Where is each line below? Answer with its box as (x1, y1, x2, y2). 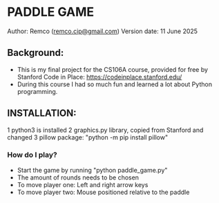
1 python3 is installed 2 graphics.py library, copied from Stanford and (7, 126, 204, 134)
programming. (17, 87, 58, 95)
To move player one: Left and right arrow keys (17, 180, 149, 188)
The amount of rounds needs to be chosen (17, 173, 140, 182)
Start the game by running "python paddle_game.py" (17, 166, 168, 174)
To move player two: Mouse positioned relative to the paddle (17, 188, 190, 196)
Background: (7, 47, 64, 59)
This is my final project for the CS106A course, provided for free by (17, 65, 209, 73)
